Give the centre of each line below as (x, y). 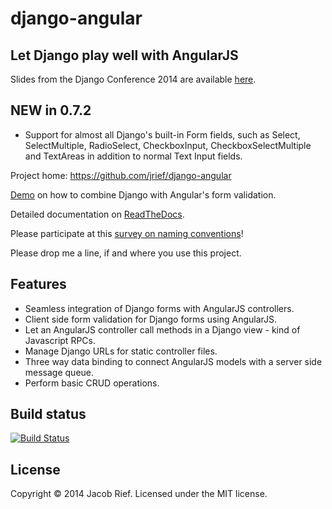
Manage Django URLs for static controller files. (121, 351)
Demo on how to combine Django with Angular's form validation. (143, 194)
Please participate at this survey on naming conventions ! (127, 233)
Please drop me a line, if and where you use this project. (126, 253)
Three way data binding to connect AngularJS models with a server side (173, 361)
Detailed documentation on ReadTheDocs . (97, 214)
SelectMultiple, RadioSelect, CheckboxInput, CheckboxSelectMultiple (168, 145)
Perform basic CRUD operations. (92, 383)
